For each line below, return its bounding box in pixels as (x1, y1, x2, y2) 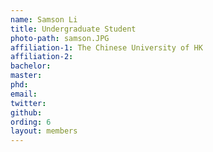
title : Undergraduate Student (10, 24, 137, 34)
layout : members (10, 126, 78, 136)
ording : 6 (10, 117, 52, 127)
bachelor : (10, 61, 52, 71)
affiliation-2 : (10, 52, 74, 62)
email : (10, 89, 38, 99)
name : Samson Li (10, 14, 78, 25)
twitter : (10, 98, 47, 108)
